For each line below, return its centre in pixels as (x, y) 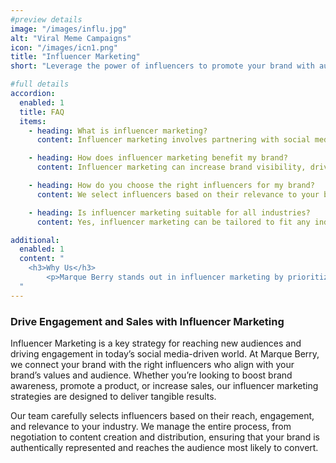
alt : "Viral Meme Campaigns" (71, 38)
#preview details (46, 19)
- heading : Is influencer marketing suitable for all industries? (169, 212)
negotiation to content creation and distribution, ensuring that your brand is (165, 437)
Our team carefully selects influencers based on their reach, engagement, (162, 415)
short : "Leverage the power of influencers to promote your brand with (162, 66)
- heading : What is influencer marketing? (118, 131)
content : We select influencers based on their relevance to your (178, 194)
